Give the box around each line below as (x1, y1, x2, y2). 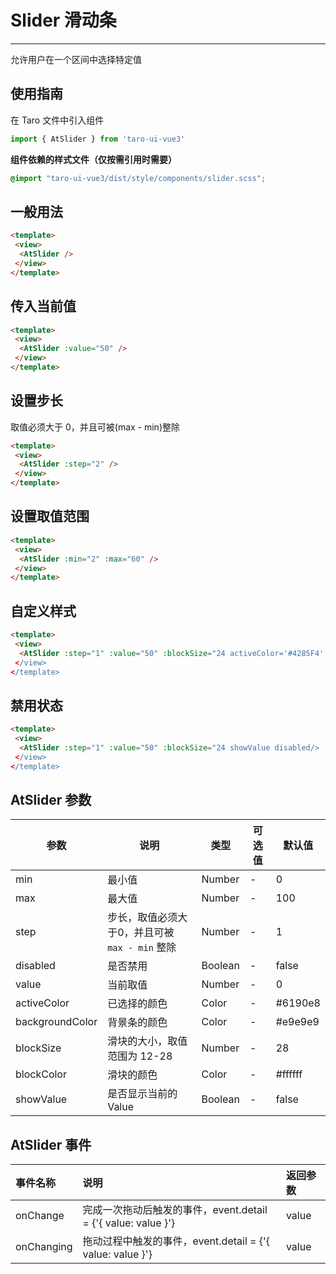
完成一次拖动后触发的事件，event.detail (82, 1203, 268, 1217)
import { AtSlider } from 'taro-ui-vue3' (10, 134, 186, 144)
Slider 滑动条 (10, 9, 117, 32)
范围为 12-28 (107, 1049, 173, 1063)
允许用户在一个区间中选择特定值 (10, 53, 142, 65)
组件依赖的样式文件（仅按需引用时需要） (10, 153, 177, 165)
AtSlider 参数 (10, 792, 92, 809)
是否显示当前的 (107, 1087, 178, 1101)
